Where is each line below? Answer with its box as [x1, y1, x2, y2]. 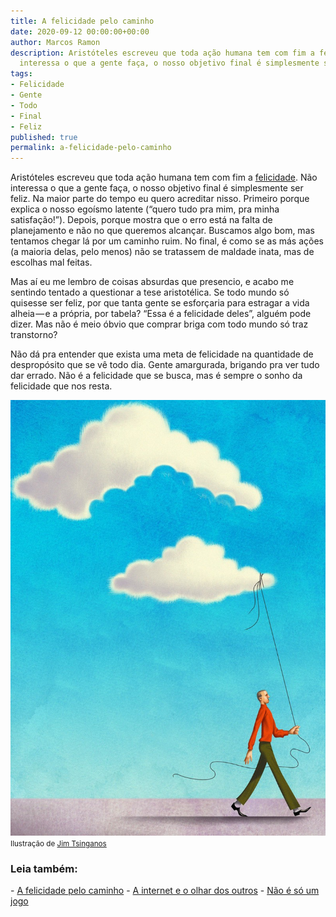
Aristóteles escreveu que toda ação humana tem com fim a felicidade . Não [10, 171, 318, 184]
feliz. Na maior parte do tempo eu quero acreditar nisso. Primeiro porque [10, 193, 310, 205]
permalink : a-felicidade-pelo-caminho [10, 143, 172, 153]
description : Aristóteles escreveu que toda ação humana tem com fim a [10, 48, 315, 58]
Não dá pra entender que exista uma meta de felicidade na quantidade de [10, 348, 314, 360]
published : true [10, 132, 78, 142]
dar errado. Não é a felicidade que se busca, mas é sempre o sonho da [10, 370, 303, 382]
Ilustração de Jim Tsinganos [10, 838, 107, 849]
